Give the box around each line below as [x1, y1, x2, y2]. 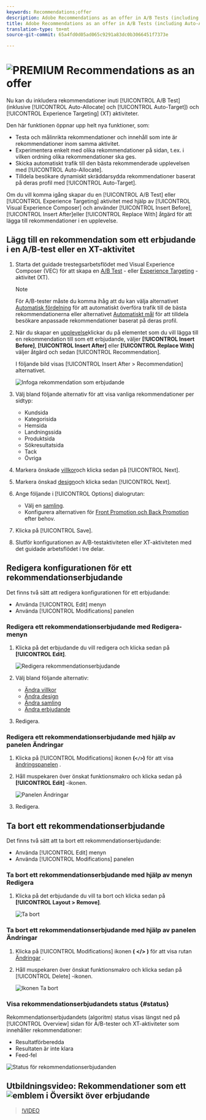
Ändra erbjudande [24, 705, 71, 713]
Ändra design [24, 692, 59, 700]
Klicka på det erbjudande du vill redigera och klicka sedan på [15, 644, 170, 651]
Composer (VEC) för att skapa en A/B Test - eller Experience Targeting [15, 267, 194, 274]
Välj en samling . [24, 502, 64, 509]
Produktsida [24, 434, 55, 442]
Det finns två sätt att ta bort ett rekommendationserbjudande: [6, 837, 161, 844]
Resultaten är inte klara [15, 1045, 74, 1052]
